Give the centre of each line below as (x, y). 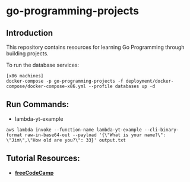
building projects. (27, 54)
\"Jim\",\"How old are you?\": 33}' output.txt (66, 140)
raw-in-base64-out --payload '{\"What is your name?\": (95, 135)
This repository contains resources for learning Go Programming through (95, 47)
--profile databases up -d (122, 86)
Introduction (30, 33)
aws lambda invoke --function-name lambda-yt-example (74, 130)
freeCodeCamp (34, 172)
